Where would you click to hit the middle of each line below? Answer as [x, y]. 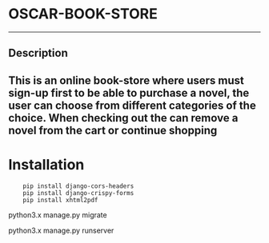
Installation [46, 164]
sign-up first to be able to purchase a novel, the [129, 93]
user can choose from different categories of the [132, 105]
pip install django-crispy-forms [78, 193]
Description [38, 53]
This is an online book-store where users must [126, 80]
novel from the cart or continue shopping [113, 130]
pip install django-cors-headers [78, 186]
